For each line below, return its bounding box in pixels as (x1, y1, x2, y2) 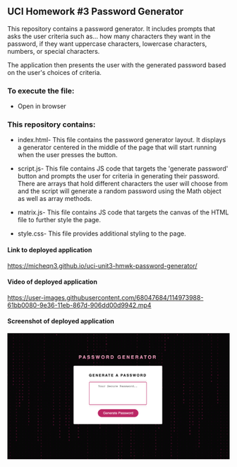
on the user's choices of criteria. (7, 68, 102, 76)
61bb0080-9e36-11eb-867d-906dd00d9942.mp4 (7, 301, 152, 309)
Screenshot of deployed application (7, 317, 115, 325)
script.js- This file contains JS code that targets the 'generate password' (17, 164, 229, 173)
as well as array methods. (17, 195, 93, 203)
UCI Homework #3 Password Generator (7, 6, 184, 18)
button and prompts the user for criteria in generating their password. (17, 172, 220, 180)
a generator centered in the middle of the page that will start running (17, 143, 217, 151)
